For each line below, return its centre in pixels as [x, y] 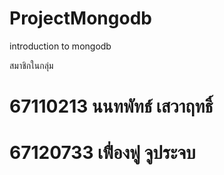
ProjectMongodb [80, 18]
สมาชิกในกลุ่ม [31, 65]
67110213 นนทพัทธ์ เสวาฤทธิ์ [111, 106]
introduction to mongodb [60, 46]
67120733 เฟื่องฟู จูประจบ [102, 153]
